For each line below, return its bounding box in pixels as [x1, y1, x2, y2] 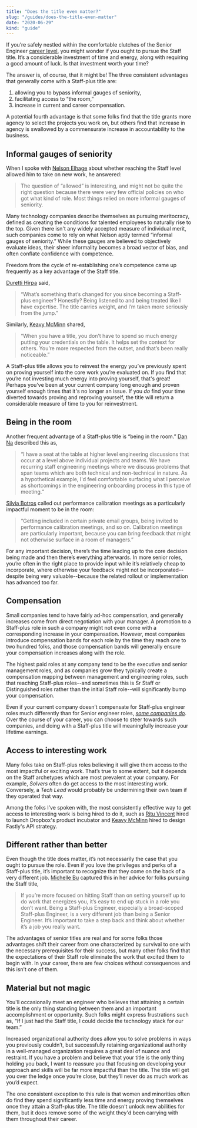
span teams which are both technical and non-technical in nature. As [20, 469, 188, 476]
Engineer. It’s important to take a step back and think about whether [20, 917, 185, 924]
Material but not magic [6, 983, 91, 993]
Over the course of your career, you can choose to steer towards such [6, 716, 176, 723]
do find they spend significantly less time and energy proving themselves [6, 1097, 183, 1104]
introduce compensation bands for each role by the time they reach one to [6, 636, 186, 643]
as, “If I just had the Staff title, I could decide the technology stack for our [6, 1018, 184, 1025]
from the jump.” [20, 310, 59, 317]
